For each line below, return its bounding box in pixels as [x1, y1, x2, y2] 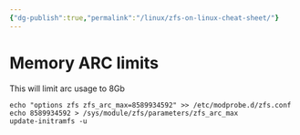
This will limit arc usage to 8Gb [9, 83, 126, 94]
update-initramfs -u [9, 116, 88, 126]
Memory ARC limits [9, 52, 160, 73]
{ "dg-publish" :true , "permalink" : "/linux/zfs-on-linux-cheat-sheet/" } [9, 13, 280, 23]
